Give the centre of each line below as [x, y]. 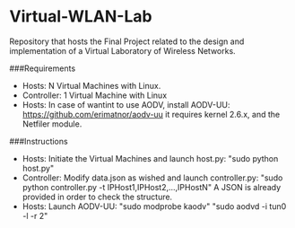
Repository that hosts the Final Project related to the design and [127, 41]
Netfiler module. [52, 124]
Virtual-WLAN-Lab [81, 17]
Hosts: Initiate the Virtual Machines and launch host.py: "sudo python [150, 158]
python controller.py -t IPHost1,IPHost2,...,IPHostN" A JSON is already [152, 187]
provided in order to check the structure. [97, 197]
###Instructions [39, 141]
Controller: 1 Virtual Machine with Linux [95, 95]
